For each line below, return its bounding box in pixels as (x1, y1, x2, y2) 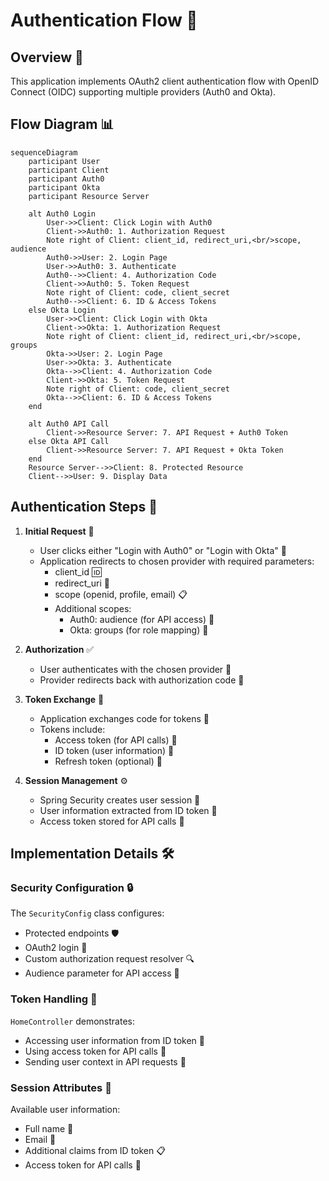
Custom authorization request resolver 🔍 (24, 953, 195, 965)
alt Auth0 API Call (28, 419, 110, 429)
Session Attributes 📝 (10, 1080, 112, 1094)
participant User (28, 156, 101, 166)
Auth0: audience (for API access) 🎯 (69, 613, 215, 625)
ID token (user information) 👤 (54, 744, 175, 756)
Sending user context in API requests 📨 (24, 1055, 187, 1068)
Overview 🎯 (10, 49, 84, 66)
